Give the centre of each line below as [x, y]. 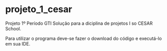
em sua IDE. [18, 43]
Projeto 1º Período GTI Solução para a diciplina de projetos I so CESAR [79, 23]
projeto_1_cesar [39, 9]
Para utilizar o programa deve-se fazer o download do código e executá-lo [83, 38]
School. [13, 28]
